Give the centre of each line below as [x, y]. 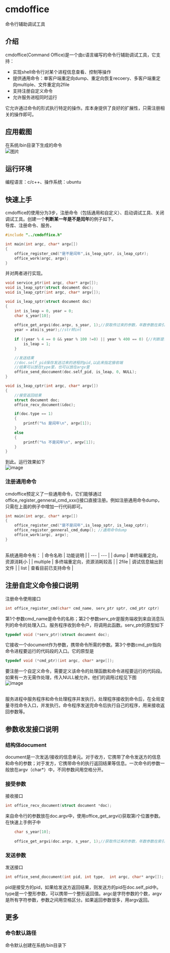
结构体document [26, 745]
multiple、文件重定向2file [43, 84]
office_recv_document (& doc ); [45, 405]
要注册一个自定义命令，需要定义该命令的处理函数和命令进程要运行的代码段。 [85, 671]
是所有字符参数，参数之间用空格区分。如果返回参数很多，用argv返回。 [79, 900]
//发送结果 [24, 358]
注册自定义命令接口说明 [42, 586]
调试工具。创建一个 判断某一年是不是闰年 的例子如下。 [61, 219]
